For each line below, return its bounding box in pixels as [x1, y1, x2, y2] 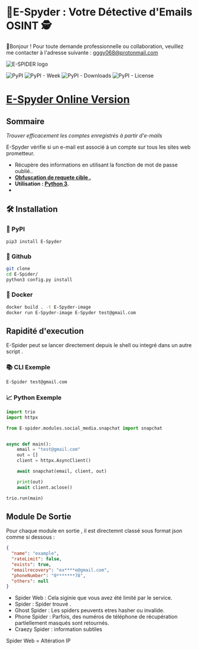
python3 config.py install [6, 277, 73, 283]
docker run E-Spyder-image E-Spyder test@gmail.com [6, 309, 136, 316]
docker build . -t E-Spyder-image [6, 304, 92, 310]
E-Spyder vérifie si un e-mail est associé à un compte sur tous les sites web [6, 143, 191, 151]
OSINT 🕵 [6, 19, 52, 33]
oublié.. [14, 167, 34, 174]
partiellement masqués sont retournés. [14, 619, 109, 627]
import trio [6, 409, 35, 415]
